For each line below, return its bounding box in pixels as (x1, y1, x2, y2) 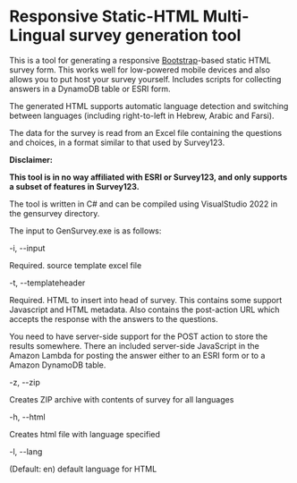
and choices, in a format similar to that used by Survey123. (9, 137, 225, 148)
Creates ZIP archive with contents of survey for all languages (9, 394, 234, 404)
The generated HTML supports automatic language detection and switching (9, 100, 289, 111)
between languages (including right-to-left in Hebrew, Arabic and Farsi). (9, 110, 275, 121)
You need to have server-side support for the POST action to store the (9, 331, 268, 342)
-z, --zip (9, 377, 40, 387)
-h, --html (9, 411, 47, 422)
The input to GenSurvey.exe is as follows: (9, 225, 162, 236)
